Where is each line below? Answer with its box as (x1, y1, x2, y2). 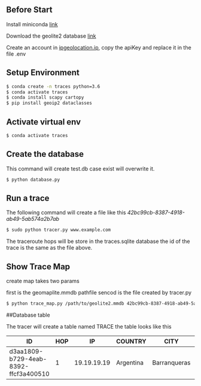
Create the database (6, 149, 84, 159)
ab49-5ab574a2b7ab (6, 215, 60, 223)
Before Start (6, 5, 53, 15)
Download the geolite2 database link (6, 32, 96, 39)
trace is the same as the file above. (6, 244, 93, 251)
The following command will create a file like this (6, 209, 126, 216)
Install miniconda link (6, 20, 58, 28)
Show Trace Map (6, 262, 71, 272)
